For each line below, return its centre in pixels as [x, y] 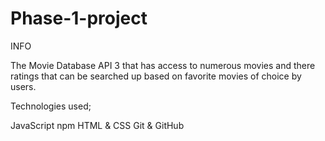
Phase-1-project [79, 18]
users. [23, 86]
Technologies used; [51, 106]
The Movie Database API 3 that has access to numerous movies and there [163, 65]
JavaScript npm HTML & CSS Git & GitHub [97, 125]
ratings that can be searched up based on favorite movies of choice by [156, 76]
